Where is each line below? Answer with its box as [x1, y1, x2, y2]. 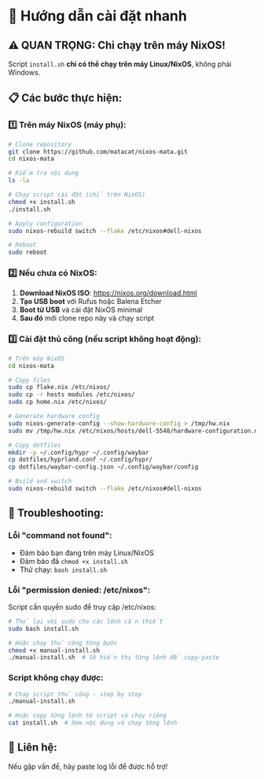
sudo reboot [8, 248, 47, 257]
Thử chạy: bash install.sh [19, 565, 108, 574]
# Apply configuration [8, 220, 82, 228]
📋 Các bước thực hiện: [8, 91, 123, 105]
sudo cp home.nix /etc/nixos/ [8, 398, 108, 406]
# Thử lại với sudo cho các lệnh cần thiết [8, 618, 163, 625]
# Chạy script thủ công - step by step [8, 690, 143, 698]
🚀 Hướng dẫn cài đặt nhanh [8, 7, 187, 25]
